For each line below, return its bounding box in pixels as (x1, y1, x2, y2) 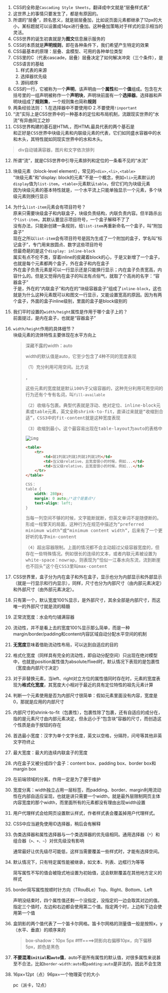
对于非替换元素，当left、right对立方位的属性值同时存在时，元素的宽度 (12, 676, 156, 682)
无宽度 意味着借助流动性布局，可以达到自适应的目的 (12, 642, 118, 648)
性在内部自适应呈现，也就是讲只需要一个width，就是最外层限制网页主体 (12, 793, 160, 799)
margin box (12, 766, 36, 772)
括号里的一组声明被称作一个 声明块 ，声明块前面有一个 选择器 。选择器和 (12, 92, 158, 98)
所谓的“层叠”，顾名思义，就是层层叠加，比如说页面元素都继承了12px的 (12, 17, 158, 23)
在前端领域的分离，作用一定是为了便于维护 (12, 776, 101, 782)
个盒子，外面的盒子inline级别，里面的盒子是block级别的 (12, 298, 127, 304)
